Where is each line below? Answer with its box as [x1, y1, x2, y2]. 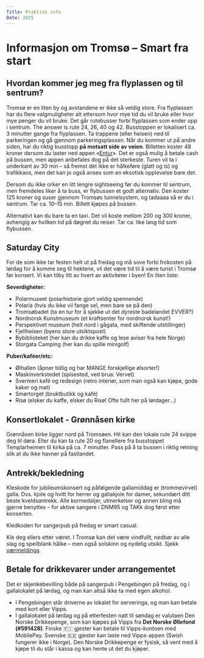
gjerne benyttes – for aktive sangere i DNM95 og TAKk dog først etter [6, 503, 181, 510]
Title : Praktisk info [6, 9, 62, 15]
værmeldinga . [6, 546, 41, 554]
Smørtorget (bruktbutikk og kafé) [15, 390, 99, 397]
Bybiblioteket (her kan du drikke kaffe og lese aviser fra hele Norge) [15, 334, 186, 342]
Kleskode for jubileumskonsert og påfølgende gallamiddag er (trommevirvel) [6, 483, 198, 491]
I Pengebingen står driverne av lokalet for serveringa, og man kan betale [15, 599, 197, 606]
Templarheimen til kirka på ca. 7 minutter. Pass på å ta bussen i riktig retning [6, 444, 198, 451]
